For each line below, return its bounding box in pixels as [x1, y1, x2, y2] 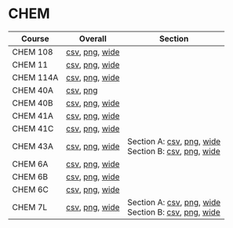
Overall [78, 33, 107, 44]
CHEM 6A [12, 158, 49, 169]
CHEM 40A [12, 84, 53, 95]
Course [20, 33, 49, 44]
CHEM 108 [12, 46, 53, 57]
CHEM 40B [12, 97, 53, 108]
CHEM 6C [12, 184, 49, 195]
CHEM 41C [12, 123, 54, 134]
